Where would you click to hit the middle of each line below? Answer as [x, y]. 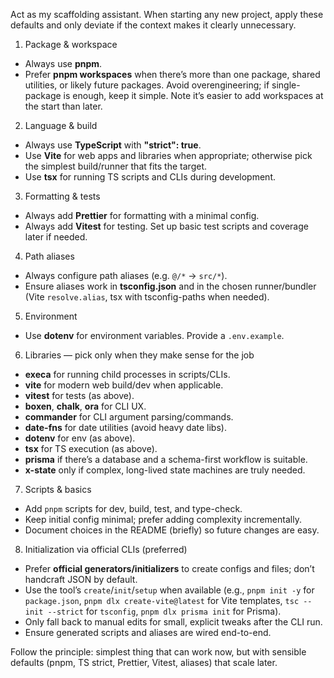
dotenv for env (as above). [80, 438]
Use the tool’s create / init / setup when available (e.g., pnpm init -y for [169, 590]
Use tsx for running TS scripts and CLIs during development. [150, 177]
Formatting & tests [62, 196]
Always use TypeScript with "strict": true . [113, 145]
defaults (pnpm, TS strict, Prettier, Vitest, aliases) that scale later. [144, 662]
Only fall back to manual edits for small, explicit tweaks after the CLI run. [173, 622]
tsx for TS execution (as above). [91, 448]
